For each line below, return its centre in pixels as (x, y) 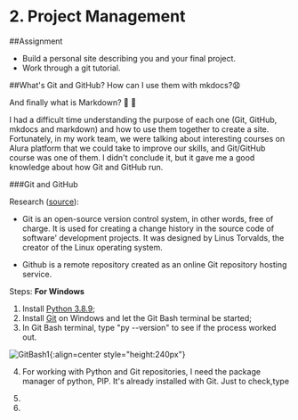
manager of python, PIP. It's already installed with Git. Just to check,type (156, 381)
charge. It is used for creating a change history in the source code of (148, 228)
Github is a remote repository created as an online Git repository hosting (154, 264)
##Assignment (36, 41)
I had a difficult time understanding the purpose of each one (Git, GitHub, (143, 119)
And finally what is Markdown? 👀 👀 (72, 102)
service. (37, 274)
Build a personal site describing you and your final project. (129, 58)
